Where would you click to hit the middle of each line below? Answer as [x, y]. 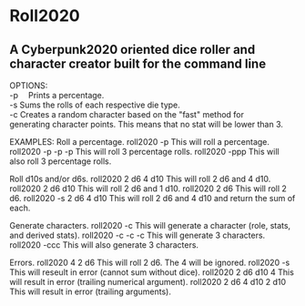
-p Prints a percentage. [57, 95]
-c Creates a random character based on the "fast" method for [127, 114]
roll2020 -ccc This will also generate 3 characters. [104, 245]
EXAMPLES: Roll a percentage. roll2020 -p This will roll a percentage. [140, 142]
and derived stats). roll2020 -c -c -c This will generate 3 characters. [137, 235]
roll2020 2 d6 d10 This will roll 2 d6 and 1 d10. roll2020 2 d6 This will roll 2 [148, 189]
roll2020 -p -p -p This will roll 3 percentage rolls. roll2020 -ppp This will [144, 152]
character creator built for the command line [138, 63]
